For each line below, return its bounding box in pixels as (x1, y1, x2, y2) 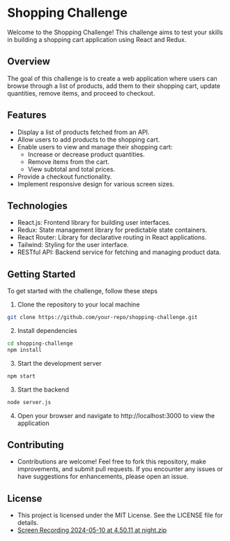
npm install (7, 346, 42, 353)
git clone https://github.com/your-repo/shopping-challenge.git (7, 314, 198, 321)
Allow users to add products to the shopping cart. (17, 135, 160, 144)
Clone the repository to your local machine (17, 300, 140, 309)
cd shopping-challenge (7, 340, 73, 347)
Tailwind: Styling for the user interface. (17, 241, 129, 249)
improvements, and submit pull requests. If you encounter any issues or (17, 465, 224, 473)
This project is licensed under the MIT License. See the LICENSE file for (17, 511, 223, 519)
